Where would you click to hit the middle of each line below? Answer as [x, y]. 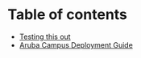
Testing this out [45, 37]
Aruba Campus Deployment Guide [76, 44]
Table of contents [68, 15]
